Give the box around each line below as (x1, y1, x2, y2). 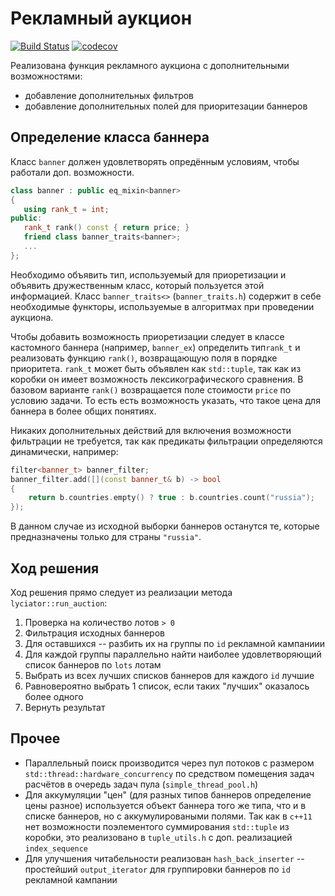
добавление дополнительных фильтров (24, 89, 195, 101)
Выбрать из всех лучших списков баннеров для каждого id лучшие (24, 669, 315, 681)
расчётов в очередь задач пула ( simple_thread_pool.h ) (24, 778, 259, 790)
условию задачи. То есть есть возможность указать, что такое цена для (10, 394, 321, 406)
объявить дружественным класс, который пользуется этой (10, 279, 265, 291)
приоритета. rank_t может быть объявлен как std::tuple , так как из (10, 362, 302, 374)
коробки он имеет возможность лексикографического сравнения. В (10, 373, 304, 385)
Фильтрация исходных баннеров (24, 627, 165, 639)
